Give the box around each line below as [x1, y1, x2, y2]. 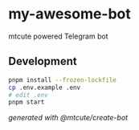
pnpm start [8, 98, 45, 107]
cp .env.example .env [8, 83, 81, 91]
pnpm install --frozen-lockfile [8, 75, 117, 84]
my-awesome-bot [8, 5, 131, 23]
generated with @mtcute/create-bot [8, 113, 129, 123]
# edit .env [8, 91, 48, 99]
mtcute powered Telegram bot [8, 31, 108, 41]
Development [8, 55, 78, 68]
